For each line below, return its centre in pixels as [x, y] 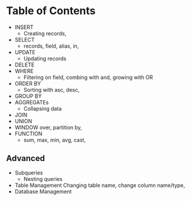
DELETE [25, 65]
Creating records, [45, 33]
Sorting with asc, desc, [51, 90]
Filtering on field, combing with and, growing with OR [88, 77]
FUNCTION [28, 133]
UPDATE [25, 52]
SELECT [25, 39]
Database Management [43, 191]
